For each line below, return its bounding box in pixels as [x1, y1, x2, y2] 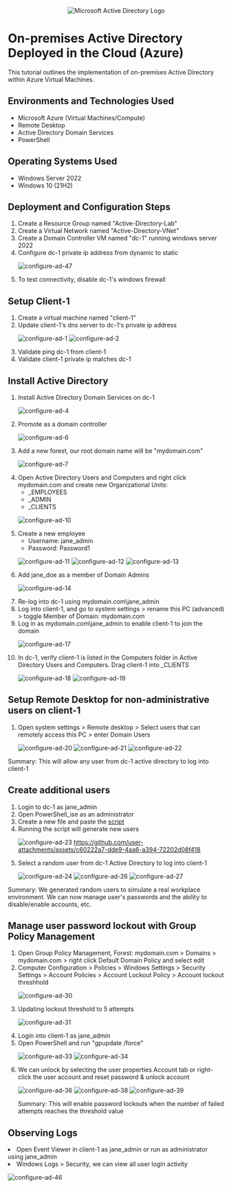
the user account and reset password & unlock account [32, 1073, 190, 1081]
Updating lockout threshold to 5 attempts [17, 1005, 135, 1013]
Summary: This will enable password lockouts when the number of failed [17, 1100, 224, 1108]
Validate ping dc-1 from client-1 [17, 348, 107, 356]
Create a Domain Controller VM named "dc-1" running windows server [17, 234, 217, 243]
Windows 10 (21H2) [17, 181, 73, 190]
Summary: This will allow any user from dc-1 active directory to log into [8, 757, 209, 765]
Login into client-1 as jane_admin [17, 1032, 111, 1040]
